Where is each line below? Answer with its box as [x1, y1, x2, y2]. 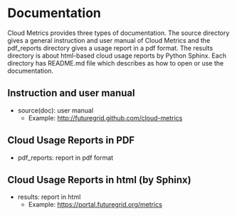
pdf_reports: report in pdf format [17, 153, 114, 162]
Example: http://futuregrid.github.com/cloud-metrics [28, 113, 183, 122]
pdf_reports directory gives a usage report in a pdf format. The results [7, 43, 214, 52]
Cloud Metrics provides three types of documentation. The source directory [7, 29, 230, 37]
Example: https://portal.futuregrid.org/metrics [28, 200, 162, 209]
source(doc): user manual [17, 106, 94, 115]
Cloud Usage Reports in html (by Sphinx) [7, 173, 191, 186]
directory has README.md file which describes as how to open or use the [7, 58, 224, 67]
